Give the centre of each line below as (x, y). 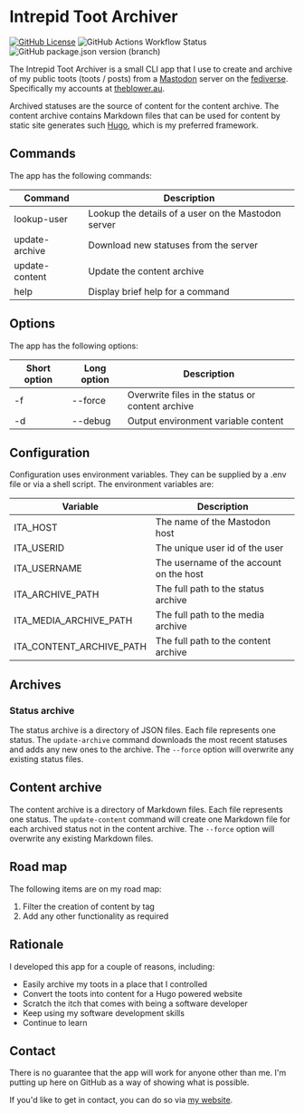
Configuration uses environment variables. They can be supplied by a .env (148, 474)
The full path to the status (210, 589)
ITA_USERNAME (48, 569)
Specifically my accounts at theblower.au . (87, 88)
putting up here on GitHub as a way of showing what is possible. (129, 1082)
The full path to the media (210, 615)
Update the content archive (146, 271)
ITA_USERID (39, 548)
